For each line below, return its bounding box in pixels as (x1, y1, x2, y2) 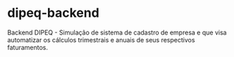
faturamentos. (7, 43, 48, 51)
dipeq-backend (7, 5, 100, 21)
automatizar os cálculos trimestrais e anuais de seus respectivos (7, 35, 195, 44)
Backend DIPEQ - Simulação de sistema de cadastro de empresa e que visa (7, 28, 227, 37)
